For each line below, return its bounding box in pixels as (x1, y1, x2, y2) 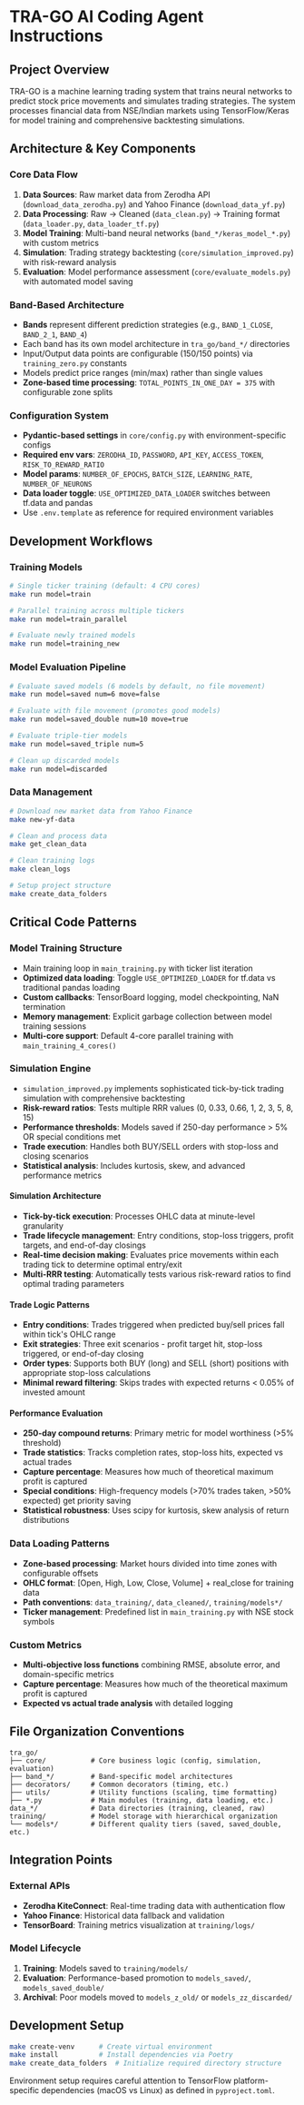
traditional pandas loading (22, 982, 121, 993)
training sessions (22, 1020, 87, 1032)
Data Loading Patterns (9, 1537, 111, 1550)
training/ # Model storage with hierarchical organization (9, 1812, 279, 1821)
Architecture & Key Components (9, 141, 197, 156)
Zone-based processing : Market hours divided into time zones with (22, 1557, 278, 1568)
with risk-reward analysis (22, 256, 117, 267)
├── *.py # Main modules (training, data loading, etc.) (9, 1795, 274, 1804)
